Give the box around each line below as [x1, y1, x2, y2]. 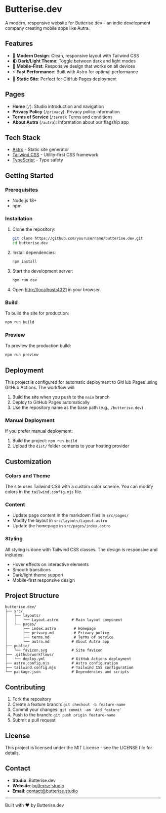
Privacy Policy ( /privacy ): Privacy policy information [12, 108, 120, 114]
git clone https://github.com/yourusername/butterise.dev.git [12, 236, 143, 241]
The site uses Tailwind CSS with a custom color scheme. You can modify [5, 484, 153, 489]
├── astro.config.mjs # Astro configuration [5, 661, 119, 666]
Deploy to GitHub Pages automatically [12, 400, 90, 406]
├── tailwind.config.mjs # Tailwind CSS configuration [5, 665, 134, 670]
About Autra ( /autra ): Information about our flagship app [12, 119, 129, 125]
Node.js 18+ [12, 198, 37, 203]
